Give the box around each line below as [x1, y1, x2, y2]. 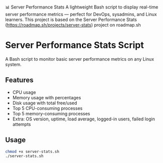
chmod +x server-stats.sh [5, 149, 59, 154]
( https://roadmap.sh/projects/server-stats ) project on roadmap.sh [5, 22, 141, 28]
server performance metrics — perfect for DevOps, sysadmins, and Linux [5, 12, 157, 17]
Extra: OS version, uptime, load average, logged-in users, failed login [12, 116, 155, 122]
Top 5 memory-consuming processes [12, 110, 90, 116]
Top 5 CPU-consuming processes [12, 105, 83, 111]
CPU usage [12, 89, 36, 95]
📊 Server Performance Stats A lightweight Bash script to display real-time [5, 4, 158, 10]
